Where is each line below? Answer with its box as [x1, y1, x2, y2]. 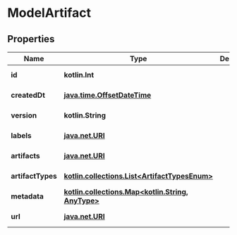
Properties [7, 33, 55, 45]
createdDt [11, 90, 46, 100]
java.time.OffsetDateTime [63, 90, 152, 100]
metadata [11, 191, 44, 201]
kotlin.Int [63, 70, 95, 80]
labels [11, 131, 32, 140]
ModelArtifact [7, 5, 92, 21]
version [11, 110, 37, 120]
